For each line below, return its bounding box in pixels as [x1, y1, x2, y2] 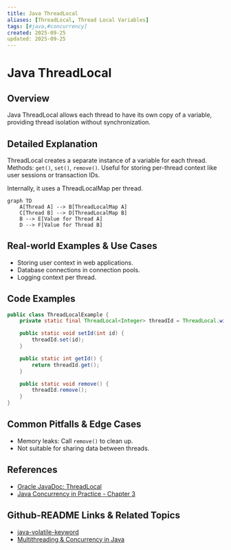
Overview [7, 92, 50, 104]
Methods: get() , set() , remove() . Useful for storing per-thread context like [7, 163, 217, 172]
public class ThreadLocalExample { [7, 311, 109, 318]
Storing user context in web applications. [16, 258, 133, 267]
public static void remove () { [19, 380, 109, 387]
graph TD [7, 197, 32, 204]
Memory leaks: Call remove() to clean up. [16, 437, 133, 445]
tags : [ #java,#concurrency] [7, 23, 88, 30]
